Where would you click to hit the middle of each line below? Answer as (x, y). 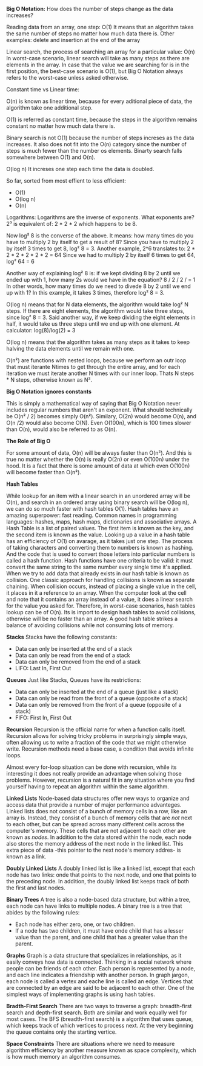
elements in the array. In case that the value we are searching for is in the (98, 65)
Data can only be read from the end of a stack (72, 655)
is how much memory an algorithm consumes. (64, 1057)
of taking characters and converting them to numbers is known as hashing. (100, 548)
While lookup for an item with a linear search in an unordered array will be (98, 496)
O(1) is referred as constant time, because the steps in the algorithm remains (102, 119)
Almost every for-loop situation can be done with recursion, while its (92, 767)
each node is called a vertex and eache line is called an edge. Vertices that (100, 981)
